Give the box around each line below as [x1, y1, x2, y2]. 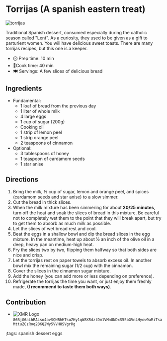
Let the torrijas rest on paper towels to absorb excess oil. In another [12, 257, 152, 263]
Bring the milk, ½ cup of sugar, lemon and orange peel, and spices [12, 188, 149, 194]
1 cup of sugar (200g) [20, 118, 65, 125]
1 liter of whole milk [20, 108, 60, 114]
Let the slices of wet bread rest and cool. [12, 225, 97, 232]
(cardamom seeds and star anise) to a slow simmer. [12, 194, 119, 200]
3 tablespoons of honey [20, 150, 69, 156]
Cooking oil [20, 124, 44, 130]
